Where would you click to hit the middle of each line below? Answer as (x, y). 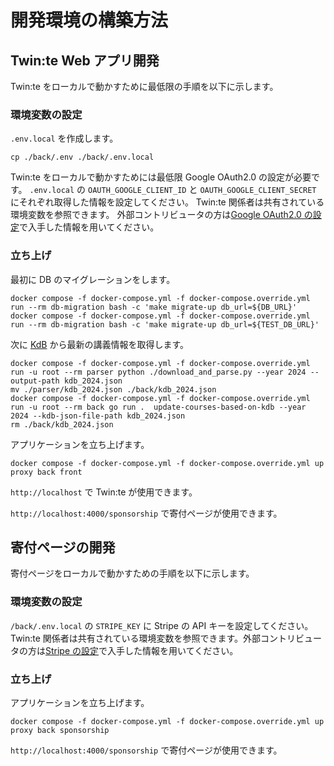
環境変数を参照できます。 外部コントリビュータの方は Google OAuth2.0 (156, 215)
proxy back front (46, 472)
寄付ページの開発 (63, 547)
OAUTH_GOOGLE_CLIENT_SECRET (258, 191)
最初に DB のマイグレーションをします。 (93, 279)
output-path (35, 381)
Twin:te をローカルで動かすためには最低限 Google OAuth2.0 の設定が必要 (161, 177)
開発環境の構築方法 (89, 20)
